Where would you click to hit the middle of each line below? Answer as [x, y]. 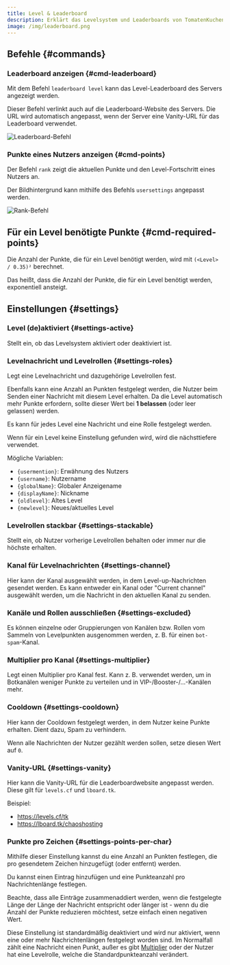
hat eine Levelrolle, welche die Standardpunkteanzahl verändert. [98, 955]
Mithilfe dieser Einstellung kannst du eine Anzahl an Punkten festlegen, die [112, 857]
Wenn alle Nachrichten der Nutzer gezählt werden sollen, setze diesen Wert [114, 743]
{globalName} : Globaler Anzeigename [69, 486]
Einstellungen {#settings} [63, 309]
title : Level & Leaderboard [47, 13]
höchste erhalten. [32, 548]
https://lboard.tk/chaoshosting [60, 824]
